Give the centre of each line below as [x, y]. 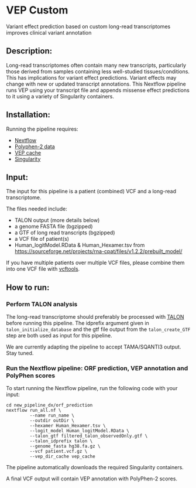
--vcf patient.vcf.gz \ [59, 452]
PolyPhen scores [31, 376]
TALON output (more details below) [57, 220]
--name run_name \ [52, 416]
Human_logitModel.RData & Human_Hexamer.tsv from [80, 245]
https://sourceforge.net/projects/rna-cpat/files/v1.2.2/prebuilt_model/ [98, 251]
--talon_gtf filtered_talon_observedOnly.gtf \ [89, 436]
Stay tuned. [20, 353]
